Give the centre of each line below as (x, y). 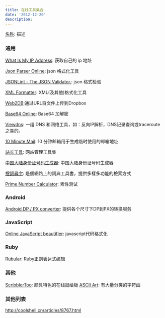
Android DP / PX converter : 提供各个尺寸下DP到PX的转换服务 (68, 208)
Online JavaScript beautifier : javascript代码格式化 (57, 234)
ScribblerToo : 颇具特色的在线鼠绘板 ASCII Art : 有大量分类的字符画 (73, 285)
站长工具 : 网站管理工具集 (31, 152)
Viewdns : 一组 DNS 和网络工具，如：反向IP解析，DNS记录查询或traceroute (83, 124)
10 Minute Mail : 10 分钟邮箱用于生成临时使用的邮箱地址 (62, 141)
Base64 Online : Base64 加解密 (37, 114)
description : (19, 19)
